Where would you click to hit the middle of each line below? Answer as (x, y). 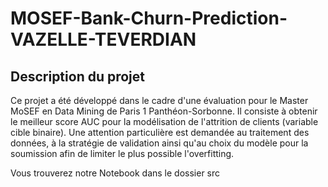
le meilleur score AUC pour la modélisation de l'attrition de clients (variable (164, 121)
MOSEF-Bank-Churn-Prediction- (149, 18)
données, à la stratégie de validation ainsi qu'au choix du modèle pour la (159, 143)
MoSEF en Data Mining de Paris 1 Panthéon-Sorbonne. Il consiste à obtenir (164, 111)
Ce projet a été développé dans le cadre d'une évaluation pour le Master (159, 100)
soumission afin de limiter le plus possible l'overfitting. (122, 153)
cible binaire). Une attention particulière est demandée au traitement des (160, 132)
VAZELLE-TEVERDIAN (103, 39)
